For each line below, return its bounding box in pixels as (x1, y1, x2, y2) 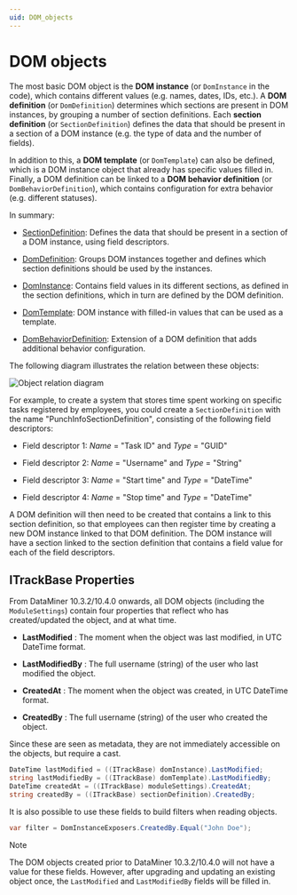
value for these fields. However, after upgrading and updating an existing (9, 866, 276, 876)
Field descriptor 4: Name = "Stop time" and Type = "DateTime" (21, 491, 253, 502)
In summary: (9, 210, 55, 220)
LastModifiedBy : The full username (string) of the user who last (21, 659, 259, 669)
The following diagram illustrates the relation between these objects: (9, 360, 260, 371)
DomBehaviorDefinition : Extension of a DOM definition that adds (21, 333, 257, 344)
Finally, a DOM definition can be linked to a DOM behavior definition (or (9, 173, 272, 184)
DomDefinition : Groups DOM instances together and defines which (21, 253, 267, 264)
